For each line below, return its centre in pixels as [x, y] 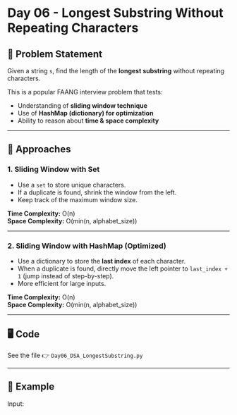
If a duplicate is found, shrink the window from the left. [97, 192]
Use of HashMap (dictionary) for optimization [85, 113]
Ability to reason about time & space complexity [88, 120]
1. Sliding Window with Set [54, 169]
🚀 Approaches [39, 149]
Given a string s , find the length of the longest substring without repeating [116, 71]
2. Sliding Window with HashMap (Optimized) [87, 246]
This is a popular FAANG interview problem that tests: [85, 92]
